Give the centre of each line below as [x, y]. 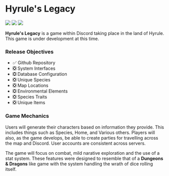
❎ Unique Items [29, 103]
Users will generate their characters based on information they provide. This [85, 127]
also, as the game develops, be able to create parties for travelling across [82, 138]
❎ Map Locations [31, 85]
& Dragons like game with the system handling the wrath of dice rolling [79, 164]
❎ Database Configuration [40, 74]
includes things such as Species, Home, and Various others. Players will [80, 133]
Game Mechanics [27, 116]
